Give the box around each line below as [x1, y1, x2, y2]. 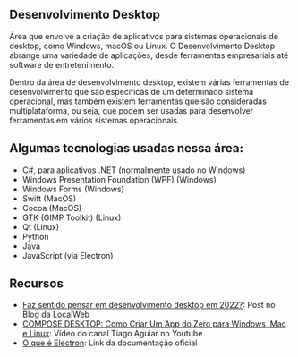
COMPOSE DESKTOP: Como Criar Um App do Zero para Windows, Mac [21, 319, 286, 329]
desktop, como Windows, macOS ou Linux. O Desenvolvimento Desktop [9, 40, 276, 51]
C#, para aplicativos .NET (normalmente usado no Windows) [21, 165, 246, 175]
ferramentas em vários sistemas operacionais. [9, 115, 180, 125]
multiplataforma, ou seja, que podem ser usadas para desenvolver [9, 105, 253, 115]
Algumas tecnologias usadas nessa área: [9, 140, 244, 156]
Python [21, 231, 49, 242]
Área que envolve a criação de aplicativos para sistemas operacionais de [9, 30, 279, 41]
